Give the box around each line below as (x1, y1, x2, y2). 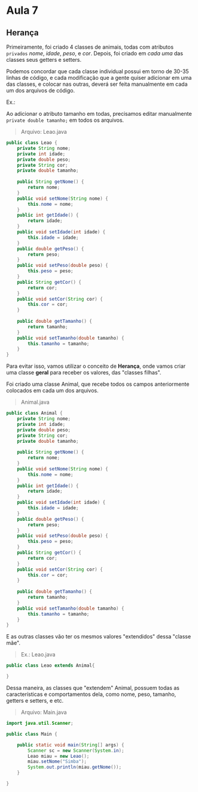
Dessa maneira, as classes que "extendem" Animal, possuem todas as (6, 685, 180, 691)
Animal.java (20, 398, 50, 406)
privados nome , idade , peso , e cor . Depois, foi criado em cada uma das (6, 50, 184, 57)
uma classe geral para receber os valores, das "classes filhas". (6, 369, 162, 376)
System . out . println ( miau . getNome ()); (28, 764, 121, 770)
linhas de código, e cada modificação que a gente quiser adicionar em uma (6, 74, 192, 81)
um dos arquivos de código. (6, 87, 75, 94)
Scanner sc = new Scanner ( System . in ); (28, 748, 124, 754)
